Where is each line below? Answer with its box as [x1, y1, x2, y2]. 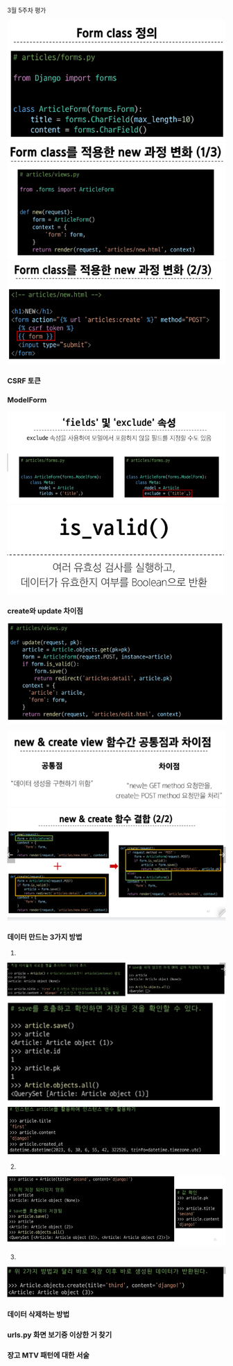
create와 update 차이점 [7, 606, 83, 616]
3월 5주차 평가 [7, 6, 46, 14]
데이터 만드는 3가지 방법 [7, 932, 83, 942]
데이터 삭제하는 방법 [7, 1310, 70, 1319]
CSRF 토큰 [7, 376, 42, 386]
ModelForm [7, 395, 47, 405]
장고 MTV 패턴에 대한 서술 [7, 1351, 90, 1360]
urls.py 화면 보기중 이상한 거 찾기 [7, 1330, 112, 1340]
